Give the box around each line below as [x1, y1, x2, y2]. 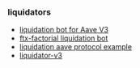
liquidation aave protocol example [19, 42, 133, 52]
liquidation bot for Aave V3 [19, 25, 109, 35]
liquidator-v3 [19, 51, 62, 61]
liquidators [7, 6, 52, 18]
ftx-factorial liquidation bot [19, 33, 108, 43]
